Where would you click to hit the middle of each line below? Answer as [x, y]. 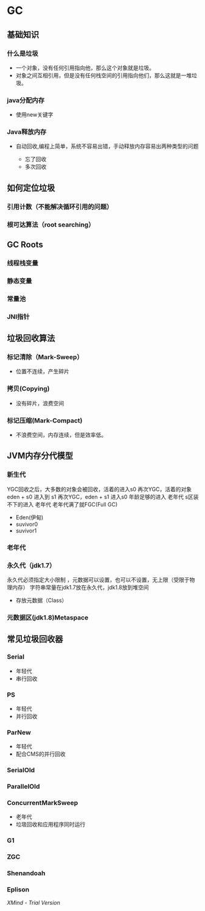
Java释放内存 [27, 132]
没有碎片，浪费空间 [40, 403]
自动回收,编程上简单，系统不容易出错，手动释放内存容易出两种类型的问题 [107, 146]
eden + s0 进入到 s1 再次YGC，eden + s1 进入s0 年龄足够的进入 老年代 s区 [100, 497]
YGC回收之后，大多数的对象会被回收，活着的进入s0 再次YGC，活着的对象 [99, 489]
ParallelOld [23, 787]
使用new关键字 [34, 115]
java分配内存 [26, 100]
